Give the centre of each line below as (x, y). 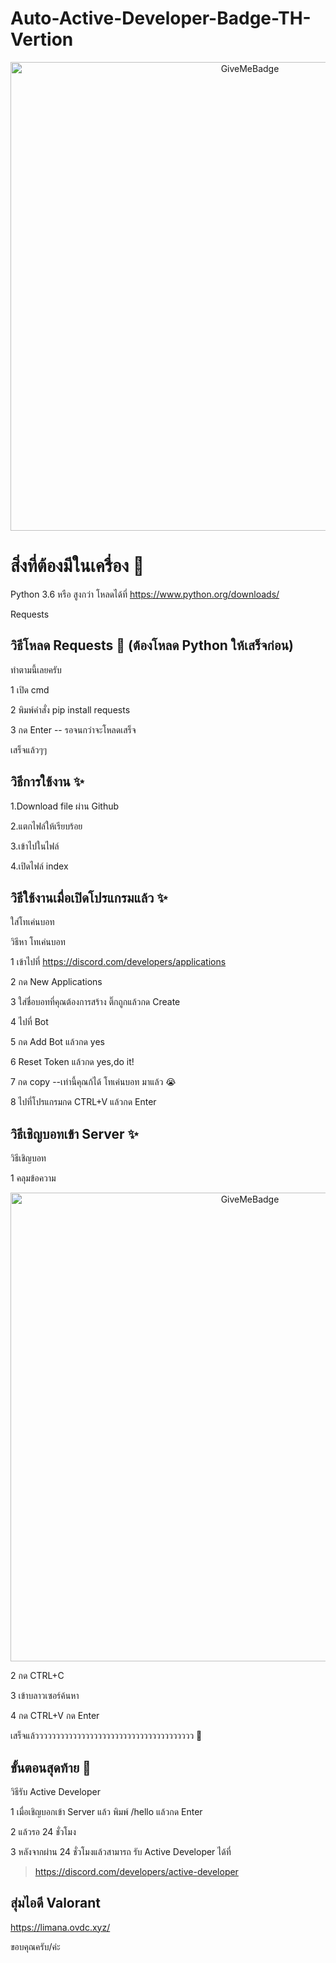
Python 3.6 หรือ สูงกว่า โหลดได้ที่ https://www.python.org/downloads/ (145, 594)
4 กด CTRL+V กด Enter (55, 1716)
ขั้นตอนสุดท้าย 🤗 (51, 1767)
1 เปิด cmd (30, 689)
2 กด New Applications (56, 982)
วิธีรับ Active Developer (55, 1791)
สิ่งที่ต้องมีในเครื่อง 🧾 (77, 566)
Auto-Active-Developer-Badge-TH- (161, 18)
